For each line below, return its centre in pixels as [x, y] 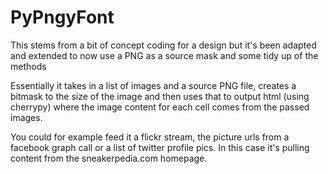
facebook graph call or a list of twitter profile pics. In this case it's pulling [160, 147]
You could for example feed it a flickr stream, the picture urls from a [150, 137]
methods [28, 66]
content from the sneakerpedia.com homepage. [109, 158]
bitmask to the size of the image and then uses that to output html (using [160, 96]
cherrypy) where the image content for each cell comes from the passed [160, 107]
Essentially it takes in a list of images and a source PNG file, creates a [153, 85]
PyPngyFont [62, 17]
